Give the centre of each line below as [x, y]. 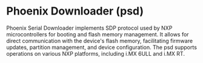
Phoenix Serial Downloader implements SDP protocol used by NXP [89, 28]
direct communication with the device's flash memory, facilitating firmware [99, 41]
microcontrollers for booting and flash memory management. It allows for [98, 34]
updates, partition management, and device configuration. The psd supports [101, 47]
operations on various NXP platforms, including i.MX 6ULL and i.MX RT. [95, 53]
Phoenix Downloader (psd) [75, 11]
